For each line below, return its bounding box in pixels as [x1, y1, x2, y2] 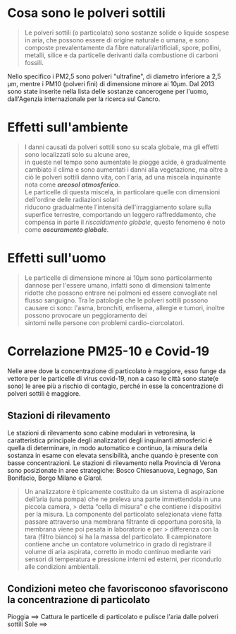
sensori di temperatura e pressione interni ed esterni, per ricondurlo [24, 555, 222, 563]
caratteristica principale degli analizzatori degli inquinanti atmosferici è [7, 436, 213, 445]
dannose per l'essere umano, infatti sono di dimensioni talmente [24, 281, 211, 289]
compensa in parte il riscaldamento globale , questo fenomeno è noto [24, 218, 225, 226]
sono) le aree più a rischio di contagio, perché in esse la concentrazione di [7, 382, 224, 390]
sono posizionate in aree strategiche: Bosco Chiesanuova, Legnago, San [7, 466, 218, 474]
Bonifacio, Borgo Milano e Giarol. [7, 474, 103, 482]
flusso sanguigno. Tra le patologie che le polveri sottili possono [24, 295, 209, 305]
